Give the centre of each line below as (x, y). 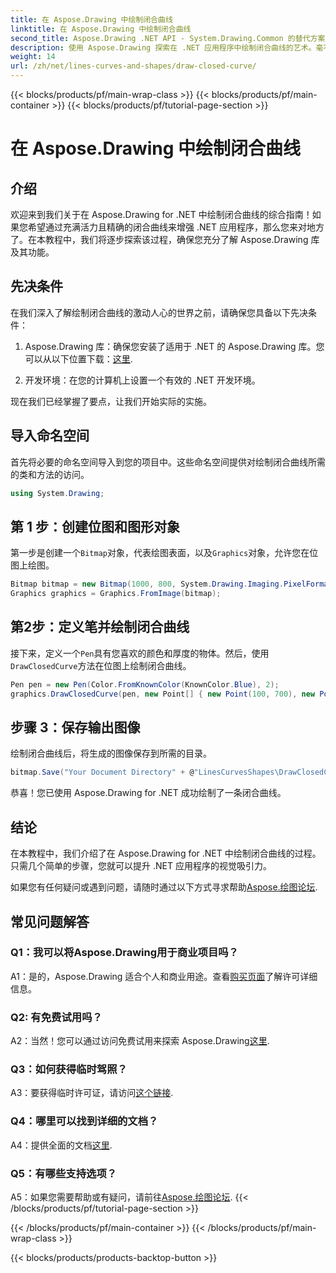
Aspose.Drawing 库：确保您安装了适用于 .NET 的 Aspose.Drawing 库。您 (174, 346)
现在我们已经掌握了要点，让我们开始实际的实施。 (111, 401)
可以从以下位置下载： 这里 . (78, 358)
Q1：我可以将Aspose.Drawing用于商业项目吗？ (124, 953)
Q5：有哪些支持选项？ (64, 1173)
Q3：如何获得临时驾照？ (69, 1069)
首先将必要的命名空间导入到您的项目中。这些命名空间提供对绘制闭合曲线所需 (168, 462)
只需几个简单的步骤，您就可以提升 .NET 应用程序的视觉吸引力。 (141, 866)
